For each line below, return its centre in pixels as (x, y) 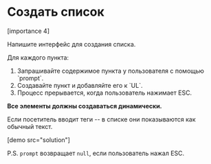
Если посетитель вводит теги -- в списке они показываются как (101, 119)
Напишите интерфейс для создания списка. (71, 44)
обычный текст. (30, 126)
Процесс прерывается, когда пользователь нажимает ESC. (104, 93)
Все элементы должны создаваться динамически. (85, 106)
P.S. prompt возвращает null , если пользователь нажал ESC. (96, 153)
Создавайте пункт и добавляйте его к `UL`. (80, 85)
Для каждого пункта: (38, 57)
